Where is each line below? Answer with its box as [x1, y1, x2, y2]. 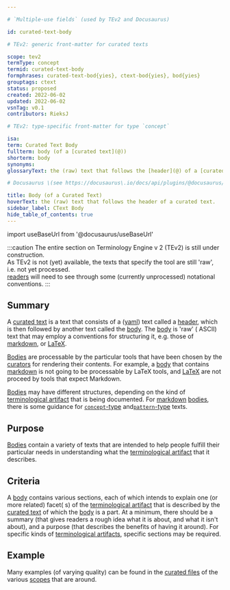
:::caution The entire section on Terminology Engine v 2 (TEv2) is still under [7, 243, 220, 251]
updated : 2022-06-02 [7, 97, 66, 105]
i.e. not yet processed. [7, 265, 71, 273]
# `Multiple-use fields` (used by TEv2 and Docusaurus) [7, 16, 170, 23]
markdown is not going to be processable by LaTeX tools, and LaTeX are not [7, 368, 221, 376]
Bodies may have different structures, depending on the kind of [7, 388, 186, 397]
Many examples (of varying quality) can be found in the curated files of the [7, 567, 218, 576]
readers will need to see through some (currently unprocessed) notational [7, 272, 216, 281]
